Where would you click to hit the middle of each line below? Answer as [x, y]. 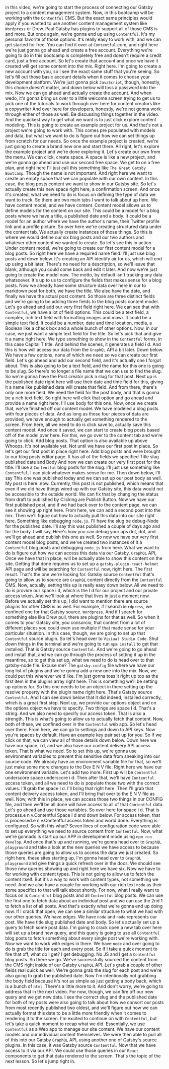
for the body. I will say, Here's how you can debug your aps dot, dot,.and [80, 531]
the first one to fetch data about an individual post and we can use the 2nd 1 [84, 901]
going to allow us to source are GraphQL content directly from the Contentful [84, 580]
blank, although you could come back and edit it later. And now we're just [81, 269]
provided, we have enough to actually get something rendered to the [76, 419]
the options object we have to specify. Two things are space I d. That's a [80, 708]
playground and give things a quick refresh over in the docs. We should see [83, 863]
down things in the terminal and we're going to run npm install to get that [82, 644]
